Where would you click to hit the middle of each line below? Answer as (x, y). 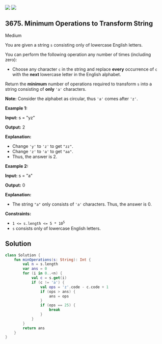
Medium (13, 35)
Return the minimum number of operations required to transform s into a (79, 84)
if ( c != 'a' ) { (48, 282)
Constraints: (18, 213)
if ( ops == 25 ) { (58, 305)
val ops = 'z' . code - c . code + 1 (74, 287)
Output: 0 (15, 185)
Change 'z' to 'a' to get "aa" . (43, 151)
